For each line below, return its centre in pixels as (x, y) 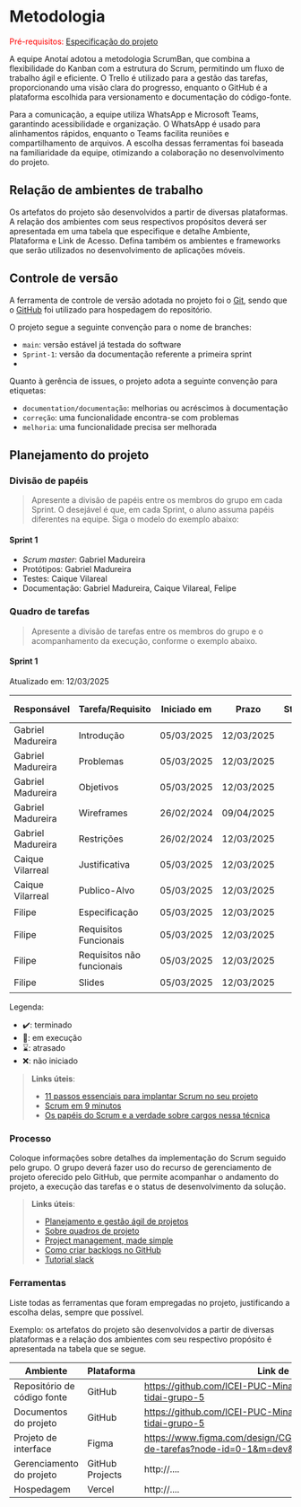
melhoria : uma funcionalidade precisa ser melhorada (120, 427)
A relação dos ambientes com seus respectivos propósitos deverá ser (138, 221)
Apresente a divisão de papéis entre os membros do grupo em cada (157, 500)
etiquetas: (28, 390)
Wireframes (103, 813)
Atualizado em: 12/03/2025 (59, 681)
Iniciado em (186, 709)
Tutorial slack (69, 1260)
